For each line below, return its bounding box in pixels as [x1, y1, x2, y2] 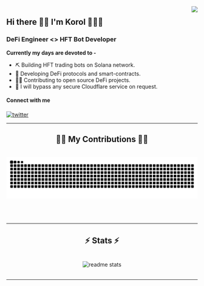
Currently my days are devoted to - [6, 49, 97, 56]
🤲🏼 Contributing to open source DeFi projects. [15, 76, 131, 84]
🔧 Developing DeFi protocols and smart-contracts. [15, 70, 141, 77]
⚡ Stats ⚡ [84, 235, 120, 245]
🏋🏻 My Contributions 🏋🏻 [55, 134, 149, 145]
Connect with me [6, 97, 50, 104]
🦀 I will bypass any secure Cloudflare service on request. [15, 83, 158, 90]
